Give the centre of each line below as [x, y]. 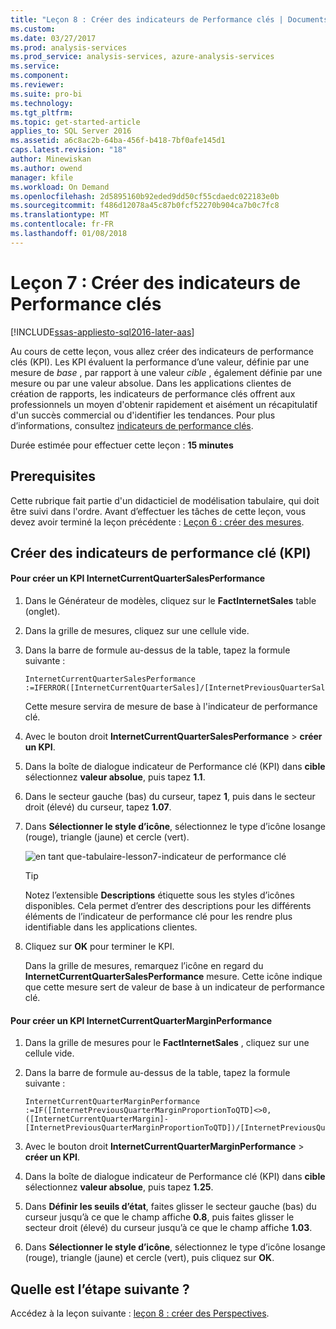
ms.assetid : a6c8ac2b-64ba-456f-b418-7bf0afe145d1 [118, 141]
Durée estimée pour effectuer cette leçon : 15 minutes [122, 445]
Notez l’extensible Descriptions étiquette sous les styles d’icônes [159, 895]
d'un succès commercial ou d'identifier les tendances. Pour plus [143, 415]
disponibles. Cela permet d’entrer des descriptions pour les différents [168, 906]
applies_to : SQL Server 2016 [71, 131]
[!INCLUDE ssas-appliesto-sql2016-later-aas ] [102, 332]
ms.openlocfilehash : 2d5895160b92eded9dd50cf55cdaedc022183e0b [145, 196]
